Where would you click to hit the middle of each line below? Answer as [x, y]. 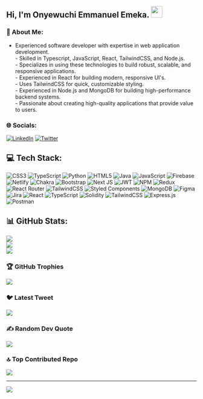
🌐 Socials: [22, 125]
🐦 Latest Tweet [30, 297]
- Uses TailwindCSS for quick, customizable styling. [79, 84]
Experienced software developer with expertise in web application [97, 45]
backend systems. [38, 97]
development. [32, 51]
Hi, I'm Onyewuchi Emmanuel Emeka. [78, 15]
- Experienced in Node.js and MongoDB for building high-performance [103, 90]
